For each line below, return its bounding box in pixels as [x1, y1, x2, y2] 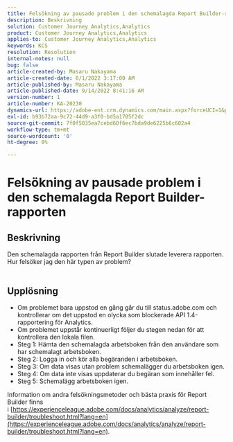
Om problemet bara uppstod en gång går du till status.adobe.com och [17, 303, 217, 312]
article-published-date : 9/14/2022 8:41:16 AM [7, 87, 144, 94]
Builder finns [7, 398, 44, 406]
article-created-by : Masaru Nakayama [7, 68, 116, 75]
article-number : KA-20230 [7, 100, 82, 107]
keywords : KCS [7, 42, 49, 49]
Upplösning [7, 285, 59, 297]
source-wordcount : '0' [7, 132, 73, 139]
